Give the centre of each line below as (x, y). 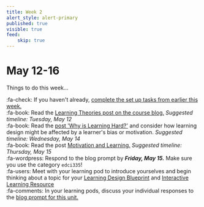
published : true (27, 23)
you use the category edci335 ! (44, 164)
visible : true (25, 29)
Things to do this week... (37, 88)
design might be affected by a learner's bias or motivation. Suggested (94, 132)
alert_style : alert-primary (42, 18)
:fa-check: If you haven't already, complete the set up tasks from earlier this (102, 99)
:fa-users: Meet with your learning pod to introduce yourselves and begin (99, 171)
